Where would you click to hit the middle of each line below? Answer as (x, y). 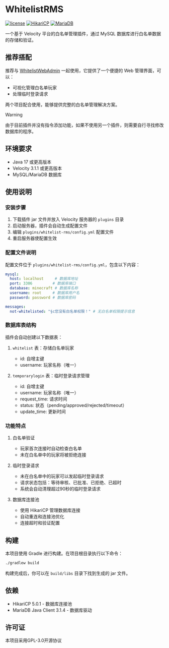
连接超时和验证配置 (40, 523)
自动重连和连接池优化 (42, 517)
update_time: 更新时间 (43, 411)
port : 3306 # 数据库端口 (43, 283)
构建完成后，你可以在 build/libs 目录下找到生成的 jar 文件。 (68, 573)
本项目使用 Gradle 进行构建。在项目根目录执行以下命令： (64, 553)
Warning (14, 114)
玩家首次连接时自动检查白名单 (51, 449)
